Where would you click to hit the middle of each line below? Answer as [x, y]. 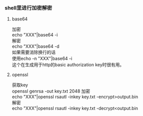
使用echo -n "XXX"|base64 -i [42, 59]
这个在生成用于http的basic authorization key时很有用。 [68, 65]
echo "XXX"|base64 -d [36, 46]
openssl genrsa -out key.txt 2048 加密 [51, 91]
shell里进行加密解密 [29, 7]
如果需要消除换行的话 [34, 52]
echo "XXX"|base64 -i [35, 35]
